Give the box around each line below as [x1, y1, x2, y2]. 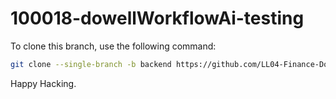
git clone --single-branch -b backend [10, 59, 172, 69]
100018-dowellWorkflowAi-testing [10, 7, 305, 30]
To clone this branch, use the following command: [10, 40, 217, 52]
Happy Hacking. [10, 77, 77, 89]
